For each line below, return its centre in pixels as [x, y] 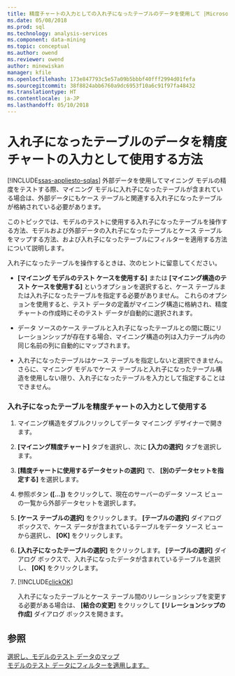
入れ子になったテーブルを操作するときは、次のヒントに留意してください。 [114, 263]
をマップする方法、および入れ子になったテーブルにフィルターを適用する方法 [117, 239]
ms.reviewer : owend [36, 60]
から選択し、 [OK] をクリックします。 [72, 536]
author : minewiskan [36, 66]
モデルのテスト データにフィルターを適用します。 [78, 665]
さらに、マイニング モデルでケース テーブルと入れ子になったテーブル [116, 369]
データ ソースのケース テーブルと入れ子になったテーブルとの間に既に [116, 328]
